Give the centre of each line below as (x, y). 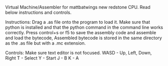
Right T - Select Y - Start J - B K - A (42, 58)
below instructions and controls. (38, 12)
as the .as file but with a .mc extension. (46, 43)
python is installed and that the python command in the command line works (84, 27)
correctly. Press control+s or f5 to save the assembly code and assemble (81, 33)
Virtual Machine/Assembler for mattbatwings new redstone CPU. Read (78, 7)
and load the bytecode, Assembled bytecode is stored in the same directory (83, 38)
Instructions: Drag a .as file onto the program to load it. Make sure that (78, 22)
